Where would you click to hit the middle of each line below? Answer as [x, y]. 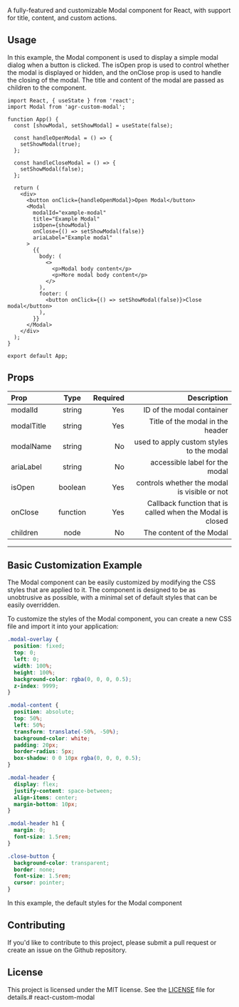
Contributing [36, 926]
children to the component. [47, 88]
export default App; [38, 356]
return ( [27, 188]
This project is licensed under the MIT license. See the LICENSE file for [111, 989]
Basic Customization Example [75, 565]
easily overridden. [34, 605]
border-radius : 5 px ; [44, 752]
